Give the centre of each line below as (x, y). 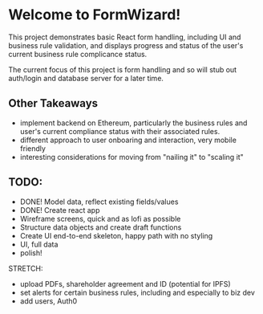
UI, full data (39, 244)
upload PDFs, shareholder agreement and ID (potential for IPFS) (125, 283)
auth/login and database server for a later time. (86, 78)
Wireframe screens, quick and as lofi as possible (100, 218)
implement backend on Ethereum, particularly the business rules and (134, 123)
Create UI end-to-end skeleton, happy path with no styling (116, 235)
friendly (33, 148)
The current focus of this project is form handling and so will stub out (123, 69)
